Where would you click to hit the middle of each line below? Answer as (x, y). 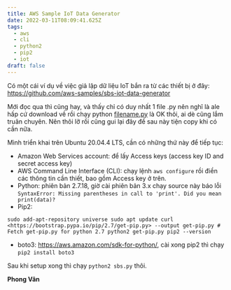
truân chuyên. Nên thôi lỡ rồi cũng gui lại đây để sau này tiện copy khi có (112, 121)
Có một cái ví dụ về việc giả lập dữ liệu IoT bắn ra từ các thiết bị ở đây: (108, 85)
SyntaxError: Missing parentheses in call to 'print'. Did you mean (119, 194)
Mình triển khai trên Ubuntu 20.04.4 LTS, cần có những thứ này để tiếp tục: (115, 142)
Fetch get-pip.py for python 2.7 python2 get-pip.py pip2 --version (109, 231)
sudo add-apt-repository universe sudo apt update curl (90, 219)
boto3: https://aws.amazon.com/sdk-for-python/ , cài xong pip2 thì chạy (121, 245)
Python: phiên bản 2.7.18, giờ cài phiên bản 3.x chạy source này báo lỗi (119, 185)
